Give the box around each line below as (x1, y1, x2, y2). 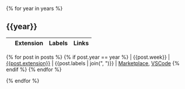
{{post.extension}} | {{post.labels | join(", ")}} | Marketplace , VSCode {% (6, 59, 180, 66)
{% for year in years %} (6, 5, 63, 12)
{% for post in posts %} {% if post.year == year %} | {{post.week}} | (6, 54, 170, 60)
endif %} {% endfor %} (6, 66, 62, 73)
